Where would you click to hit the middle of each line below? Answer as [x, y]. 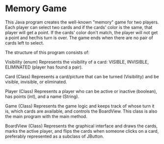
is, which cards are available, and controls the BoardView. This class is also [81, 111]
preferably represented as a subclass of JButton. [55, 136]
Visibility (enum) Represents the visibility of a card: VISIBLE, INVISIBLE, [77, 62]
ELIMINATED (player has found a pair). [44, 67]
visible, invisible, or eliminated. [36, 82]
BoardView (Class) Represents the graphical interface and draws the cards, [82, 126]
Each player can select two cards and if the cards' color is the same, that [79, 27]
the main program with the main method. [46, 116]
